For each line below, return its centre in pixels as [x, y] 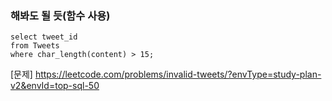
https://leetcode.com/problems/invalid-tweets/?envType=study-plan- [178, 74]
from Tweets [35, 46]
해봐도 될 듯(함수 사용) [60, 15]
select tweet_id [44, 37]
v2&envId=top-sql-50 [55, 86]
